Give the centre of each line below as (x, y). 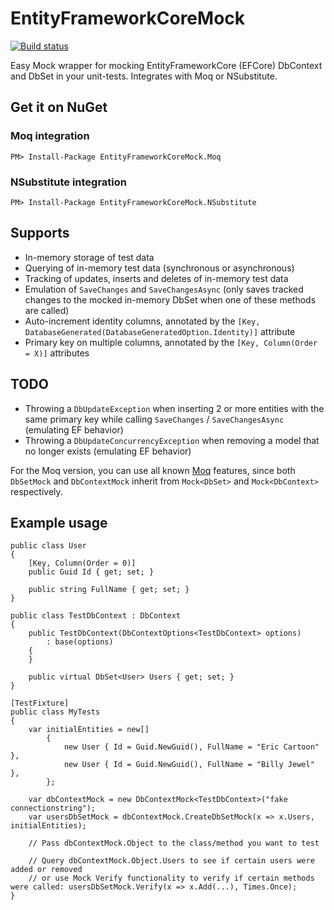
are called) (47, 310)
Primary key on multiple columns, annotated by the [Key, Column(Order (171, 342)
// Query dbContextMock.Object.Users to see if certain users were (171, 861)
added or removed (46, 870)
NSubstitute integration (68, 182)
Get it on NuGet (59, 107)
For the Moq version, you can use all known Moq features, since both (153, 470)
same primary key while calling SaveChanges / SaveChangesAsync (154, 419)
